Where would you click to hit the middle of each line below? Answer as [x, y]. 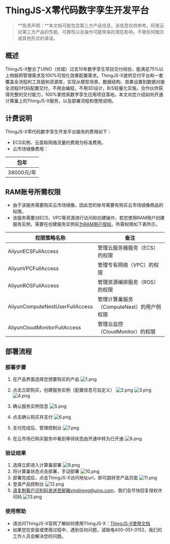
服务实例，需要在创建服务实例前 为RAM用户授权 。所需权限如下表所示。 [86, 224]
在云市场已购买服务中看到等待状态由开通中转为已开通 [68, 439]
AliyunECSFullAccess [33, 251]
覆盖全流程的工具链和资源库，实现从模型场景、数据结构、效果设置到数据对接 [85, 81]
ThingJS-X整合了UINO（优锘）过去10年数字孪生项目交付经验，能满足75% [82, 69]
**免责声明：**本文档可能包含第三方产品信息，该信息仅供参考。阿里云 [91, 25]
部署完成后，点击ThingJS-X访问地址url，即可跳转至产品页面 [75, 478]
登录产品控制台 [28, 484]
